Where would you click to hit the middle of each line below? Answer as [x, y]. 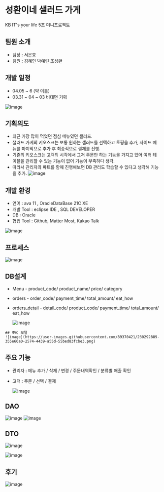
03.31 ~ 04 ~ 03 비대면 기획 [40, 97]
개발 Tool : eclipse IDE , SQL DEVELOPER [53, 209]
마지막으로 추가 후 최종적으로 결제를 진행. [61, 149]
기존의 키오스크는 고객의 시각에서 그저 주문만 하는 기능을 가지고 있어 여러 [82, 155]
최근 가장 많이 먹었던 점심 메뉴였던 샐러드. [52, 136]
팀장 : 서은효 [24, 54]
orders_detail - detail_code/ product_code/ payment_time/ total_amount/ [85, 308]
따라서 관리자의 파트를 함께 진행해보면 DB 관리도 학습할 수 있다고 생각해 [81, 167]
